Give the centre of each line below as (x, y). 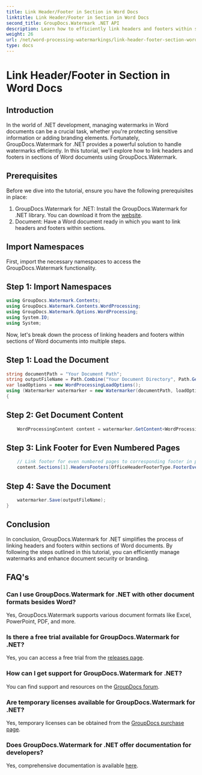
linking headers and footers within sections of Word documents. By (90, 545)
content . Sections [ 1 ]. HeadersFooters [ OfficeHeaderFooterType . (95, 467)
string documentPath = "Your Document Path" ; (64, 374)
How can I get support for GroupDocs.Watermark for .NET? (94, 674)
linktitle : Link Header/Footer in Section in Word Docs (78, 18)
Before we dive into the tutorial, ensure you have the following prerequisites (100, 190)
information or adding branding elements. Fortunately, (73, 138)
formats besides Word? (41, 602)
